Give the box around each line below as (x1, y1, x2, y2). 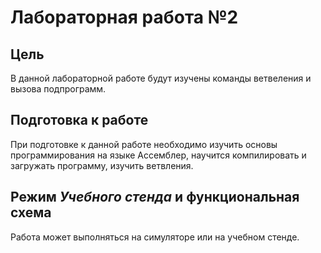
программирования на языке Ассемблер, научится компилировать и (10, 149, 307, 161)
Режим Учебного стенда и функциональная (10, 189, 300, 206)
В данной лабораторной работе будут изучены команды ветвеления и (10, 72, 312, 84)
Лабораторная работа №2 (10, 6, 239, 29)
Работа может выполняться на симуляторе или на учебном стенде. (10, 231, 300, 243)
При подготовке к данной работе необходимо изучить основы (10, 138, 278, 150)
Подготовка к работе (10, 112, 149, 129)
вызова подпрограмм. (10, 83, 107, 95)
